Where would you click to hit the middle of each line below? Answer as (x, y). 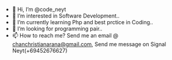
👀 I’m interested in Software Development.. (66, 16)
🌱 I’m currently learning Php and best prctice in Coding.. (83, 22)
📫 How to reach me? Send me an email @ (65, 35)
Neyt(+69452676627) (40, 51)
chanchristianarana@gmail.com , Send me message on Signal (89, 44)
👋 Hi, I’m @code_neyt (39, 9)
